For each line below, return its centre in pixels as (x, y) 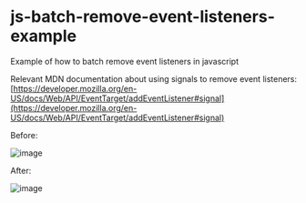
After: (21, 170)
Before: (24, 135)
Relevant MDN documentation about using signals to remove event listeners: (154, 78)
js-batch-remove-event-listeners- (143, 17)
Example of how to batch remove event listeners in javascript (125, 61)
